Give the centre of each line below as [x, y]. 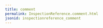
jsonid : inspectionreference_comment [43, 18]
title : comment [20, 9]
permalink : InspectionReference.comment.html [51, 14]
